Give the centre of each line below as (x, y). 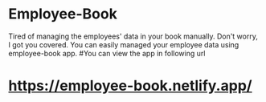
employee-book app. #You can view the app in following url (107, 53)
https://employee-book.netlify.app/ (130, 86)
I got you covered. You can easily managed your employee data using (124, 44)
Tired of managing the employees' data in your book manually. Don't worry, (133, 36)
